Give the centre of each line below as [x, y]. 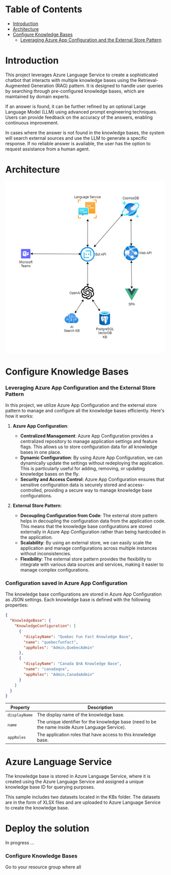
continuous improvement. [32, 123]
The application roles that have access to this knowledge [96, 734]
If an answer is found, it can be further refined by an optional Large [76, 106]
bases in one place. [41, 452]
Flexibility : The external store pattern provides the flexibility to [86, 559]
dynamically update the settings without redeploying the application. [92, 463]
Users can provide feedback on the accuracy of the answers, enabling [79, 117]
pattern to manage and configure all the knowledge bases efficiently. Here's [85, 411]
